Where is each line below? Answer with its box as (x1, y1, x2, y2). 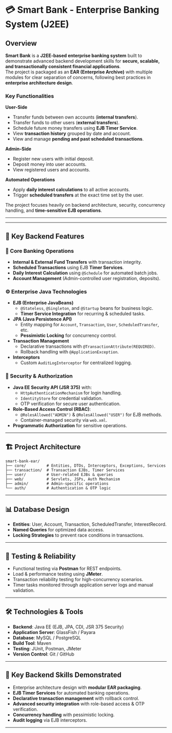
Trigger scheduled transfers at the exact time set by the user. (12, 192, 144, 198)
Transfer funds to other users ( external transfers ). (12, 120, 120, 126)
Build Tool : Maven (12, 640, 52, 646)
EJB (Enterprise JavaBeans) (12, 300, 74, 306)
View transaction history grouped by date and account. (12, 130, 132, 136)
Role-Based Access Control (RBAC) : (12, 406, 91, 412)
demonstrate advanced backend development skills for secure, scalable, (5, 58, 160, 64)
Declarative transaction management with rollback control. (12, 695, 139, 701)
